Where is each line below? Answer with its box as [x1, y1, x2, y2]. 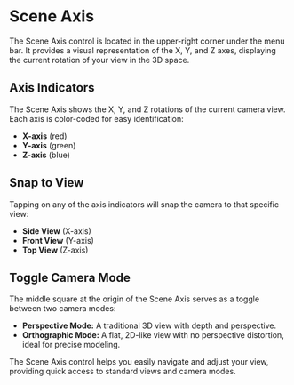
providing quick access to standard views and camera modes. [9, 366, 237, 377]
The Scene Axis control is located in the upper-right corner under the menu [9, 36, 285, 46]
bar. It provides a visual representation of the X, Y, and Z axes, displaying [9, 44, 277, 55]
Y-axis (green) [21, 140, 76, 150]
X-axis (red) [21, 131, 68, 141]
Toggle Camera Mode [9, 269, 131, 285]
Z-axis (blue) [21, 149, 71, 160]
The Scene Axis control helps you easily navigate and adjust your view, [9, 357, 269, 367]
